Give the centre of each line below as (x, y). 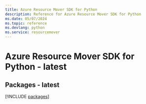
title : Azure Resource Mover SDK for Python (51, 10)
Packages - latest (32, 85)
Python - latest (36, 67)
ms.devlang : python (25, 28)
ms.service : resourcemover (33, 32)
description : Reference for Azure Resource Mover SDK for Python (73, 14)
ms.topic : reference (26, 23)
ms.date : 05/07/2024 (26, 19)
